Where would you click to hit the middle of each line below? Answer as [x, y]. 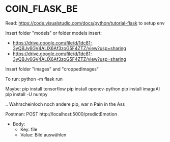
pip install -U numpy [26, 94]
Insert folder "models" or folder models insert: [53, 33]
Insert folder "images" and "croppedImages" [52, 69]
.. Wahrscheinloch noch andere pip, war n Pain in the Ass [65, 104]
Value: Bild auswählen [43, 135]
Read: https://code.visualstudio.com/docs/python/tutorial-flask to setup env [85, 23]
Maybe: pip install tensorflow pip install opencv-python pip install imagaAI [83, 89]
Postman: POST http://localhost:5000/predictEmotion [61, 114]
